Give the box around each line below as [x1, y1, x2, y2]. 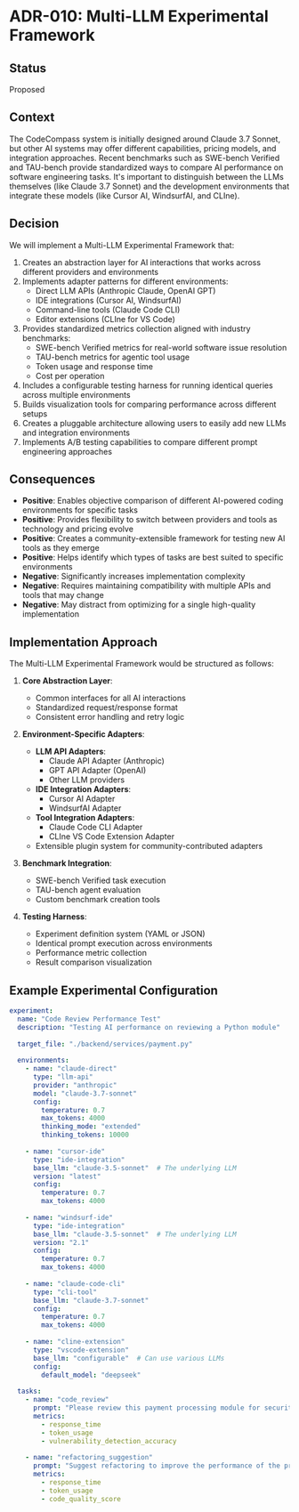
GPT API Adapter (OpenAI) [48, 765, 147, 776]
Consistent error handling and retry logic [35, 712, 185, 723]
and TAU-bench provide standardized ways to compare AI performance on [9, 162, 284, 173]
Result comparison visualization [35, 957, 153, 967]
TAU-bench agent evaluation [35, 885, 141, 895]
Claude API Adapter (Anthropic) [48, 756, 165, 766]
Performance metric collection [35, 948, 147, 958]
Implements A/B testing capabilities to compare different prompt [21, 436, 258, 447]
